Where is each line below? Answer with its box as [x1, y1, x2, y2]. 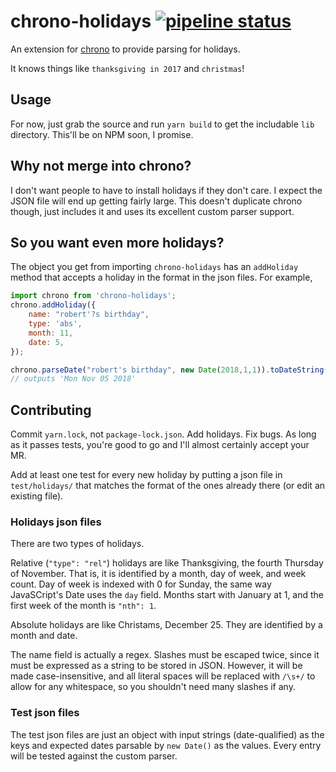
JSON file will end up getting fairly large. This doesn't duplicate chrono [10, 195, 303, 207]
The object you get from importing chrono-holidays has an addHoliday [10, 261, 299, 273]
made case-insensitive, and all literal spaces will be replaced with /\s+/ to [10, 670, 316, 682]
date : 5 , [28, 337, 65, 347]
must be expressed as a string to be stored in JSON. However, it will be [10, 660, 303, 672]
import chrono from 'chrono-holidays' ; [10, 291, 177, 301]
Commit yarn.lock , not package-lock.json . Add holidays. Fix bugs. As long [10, 428, 317, 440]
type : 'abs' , [28, 319, 83, 329]
